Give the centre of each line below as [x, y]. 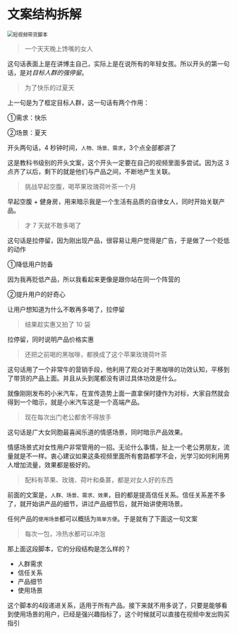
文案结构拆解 [45, 14]
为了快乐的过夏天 [49, 87]
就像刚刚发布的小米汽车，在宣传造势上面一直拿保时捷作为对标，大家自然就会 [119, 393]
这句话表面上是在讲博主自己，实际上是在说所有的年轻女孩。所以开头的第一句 [119, 64]
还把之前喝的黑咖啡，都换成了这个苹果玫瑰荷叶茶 [96, 354]
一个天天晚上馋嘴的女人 [59, 48]
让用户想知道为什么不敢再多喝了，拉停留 [66, 309]
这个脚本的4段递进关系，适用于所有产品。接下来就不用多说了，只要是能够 [115, 605]
